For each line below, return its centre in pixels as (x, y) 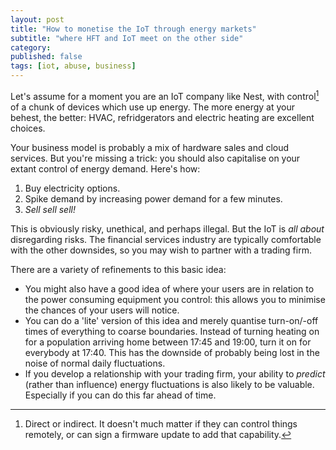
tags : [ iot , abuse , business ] (73, 66)
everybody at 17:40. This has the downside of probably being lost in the (172, 352)
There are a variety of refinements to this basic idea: (118, 269)
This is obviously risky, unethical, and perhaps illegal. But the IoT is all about (167, 228)
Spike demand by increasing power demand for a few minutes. (153, 198)
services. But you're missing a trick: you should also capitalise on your (155, 158)
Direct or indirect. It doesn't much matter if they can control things (161, 423)
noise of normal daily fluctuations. (95, 363)
